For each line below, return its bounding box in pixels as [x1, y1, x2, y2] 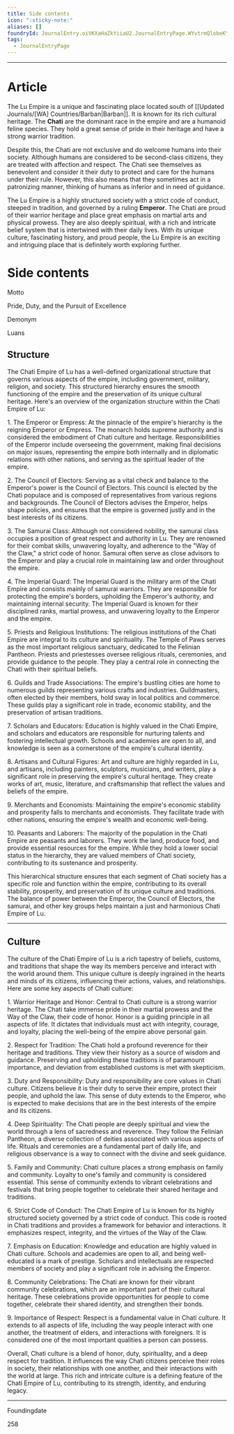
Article [7, 80, 47, 95]
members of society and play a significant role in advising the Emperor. [7, 1264, 211, 1272]
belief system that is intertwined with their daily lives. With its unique [7, 225, 204, 234]
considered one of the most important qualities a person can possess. [7, 1336, 208, 1344]
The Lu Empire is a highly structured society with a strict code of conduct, [7, 196, 220, 204]
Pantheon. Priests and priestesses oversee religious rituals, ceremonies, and [7, 650, 227, 658]
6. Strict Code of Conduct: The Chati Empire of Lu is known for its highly [7, 1206, 214, 1214]
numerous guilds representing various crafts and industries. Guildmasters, [7, 685, 220, 694]
